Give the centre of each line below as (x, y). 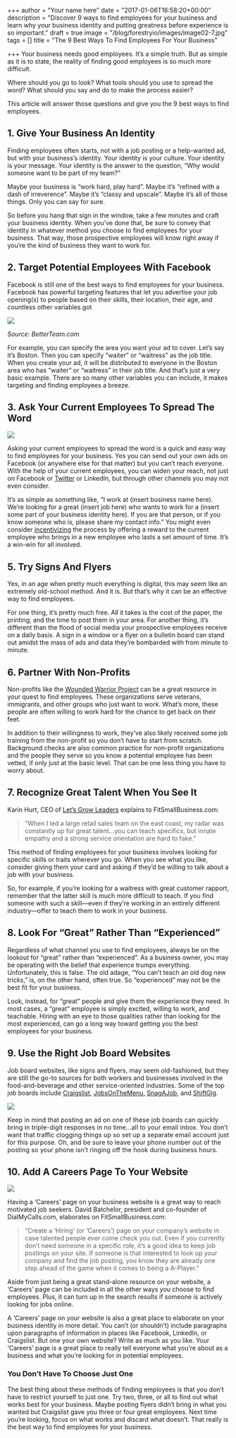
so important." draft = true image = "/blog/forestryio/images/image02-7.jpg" (118, 32)
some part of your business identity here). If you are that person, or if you (114, 515)
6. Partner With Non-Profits (69, 672)
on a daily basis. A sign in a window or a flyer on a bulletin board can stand (116, 635)
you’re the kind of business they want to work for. (79, 245)
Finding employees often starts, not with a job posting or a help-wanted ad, (117, 150)
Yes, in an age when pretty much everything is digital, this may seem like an (117, 584)
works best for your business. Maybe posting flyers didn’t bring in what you (117, 1404)
